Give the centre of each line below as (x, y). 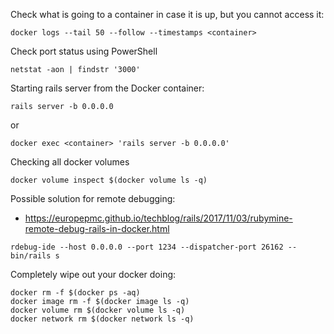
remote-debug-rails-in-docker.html (97, 228)
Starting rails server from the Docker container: (107, 88)
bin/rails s (35, 256)
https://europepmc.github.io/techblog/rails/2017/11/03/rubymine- (158, 218)
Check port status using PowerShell (84, 51)
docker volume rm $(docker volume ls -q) (98, 310)
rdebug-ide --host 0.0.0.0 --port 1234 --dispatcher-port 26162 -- (154, 247)
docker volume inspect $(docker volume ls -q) (109, 180)
